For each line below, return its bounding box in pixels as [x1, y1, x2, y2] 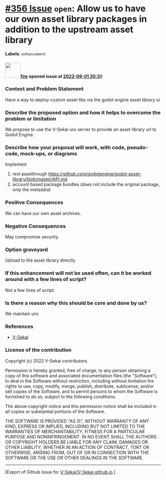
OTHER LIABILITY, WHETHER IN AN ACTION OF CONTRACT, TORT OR [5, 444, 149, 450]
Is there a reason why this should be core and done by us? [5, 299, 147, 306]
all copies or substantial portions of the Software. [5, 408, 105, 414]
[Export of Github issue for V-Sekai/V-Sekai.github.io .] [5, 469, 116, 475]
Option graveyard [5, 246, 48, 253]
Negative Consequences [5, 223, 66, 230]
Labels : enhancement [5, 50, 46, 57]
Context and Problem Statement [5, 85, 84, 92]
